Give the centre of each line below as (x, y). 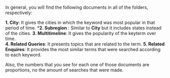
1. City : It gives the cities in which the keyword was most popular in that (80, 23)
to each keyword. (23, 55)
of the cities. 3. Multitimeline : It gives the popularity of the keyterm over (81, 33)
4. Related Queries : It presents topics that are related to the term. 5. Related (85, 44)
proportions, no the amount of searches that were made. (64, 70)
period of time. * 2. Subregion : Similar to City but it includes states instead (83, 28)
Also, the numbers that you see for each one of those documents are (77, 65)
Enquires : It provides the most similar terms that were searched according (83, 49)
